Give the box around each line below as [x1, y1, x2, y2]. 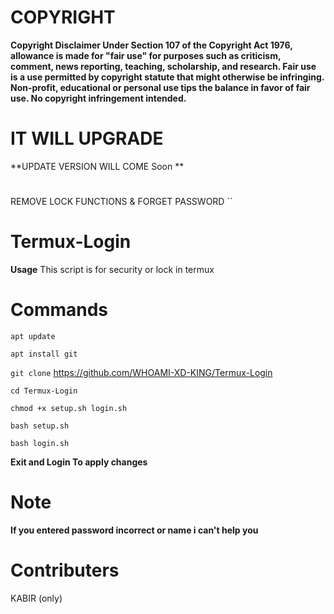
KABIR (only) [10, 592, 63, 604]
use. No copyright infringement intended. [10, 92, 187, 104]
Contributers [10, 559, 120, 582]
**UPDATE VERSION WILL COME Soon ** [10, 160, 185, 172]
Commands [10, 299, 109, 321]
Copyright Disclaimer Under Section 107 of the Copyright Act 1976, [10, 39, 293, 51]
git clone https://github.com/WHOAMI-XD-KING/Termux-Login [10, 366, 273, 378]
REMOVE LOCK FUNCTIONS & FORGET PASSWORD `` [10, 196, 233, 208]
